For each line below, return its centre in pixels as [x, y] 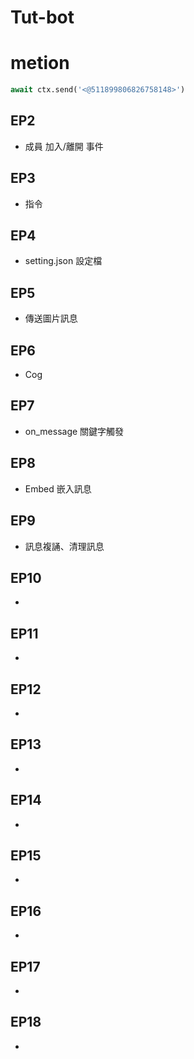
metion [40, 63]
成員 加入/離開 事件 [64, 146]
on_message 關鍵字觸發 [74, 431]
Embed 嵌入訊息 [58, 488]
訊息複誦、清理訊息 [64, 546]
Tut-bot [42, 17]
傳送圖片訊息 [51, 318]
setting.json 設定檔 [63, 261]
